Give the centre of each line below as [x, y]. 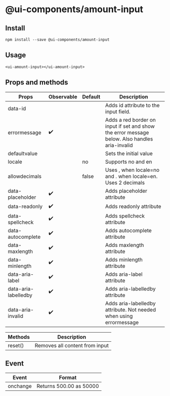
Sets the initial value [129, 153]
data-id [17, 109]
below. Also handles [129, 139]
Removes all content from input [72, 345]
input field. [118, 112]
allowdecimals [25, 176]
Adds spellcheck [125, 215]
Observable [63, 96]
